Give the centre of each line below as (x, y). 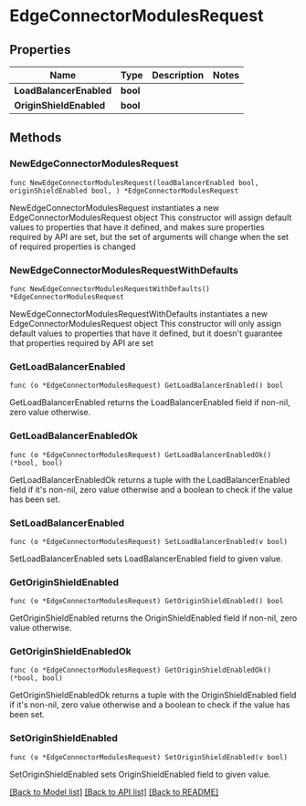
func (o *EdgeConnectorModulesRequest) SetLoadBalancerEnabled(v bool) (148, 541)
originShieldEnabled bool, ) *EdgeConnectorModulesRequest (124, 191)
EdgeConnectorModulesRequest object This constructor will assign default (151, 217)
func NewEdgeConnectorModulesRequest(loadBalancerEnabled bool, (134, 183)
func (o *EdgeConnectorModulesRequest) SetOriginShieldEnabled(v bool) (148, 757)
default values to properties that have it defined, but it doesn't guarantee (146, 333)
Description (178, 75)
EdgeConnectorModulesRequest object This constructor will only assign (145, 323)
